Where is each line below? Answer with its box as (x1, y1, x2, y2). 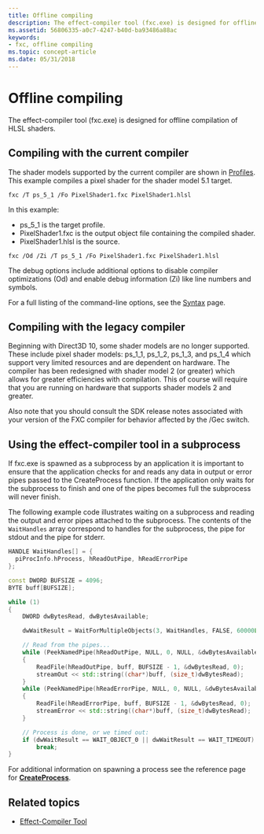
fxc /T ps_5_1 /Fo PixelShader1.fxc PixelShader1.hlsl (8, 190, 192, 199)
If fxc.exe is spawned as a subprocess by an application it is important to (8, 459, 244, 468)
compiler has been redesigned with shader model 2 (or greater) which (8, 367, 236, 376)
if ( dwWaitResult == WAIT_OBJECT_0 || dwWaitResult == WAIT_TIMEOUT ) (22, 736, 255, 744)
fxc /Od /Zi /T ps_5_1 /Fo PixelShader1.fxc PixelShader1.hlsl (8, 252, 220, 260)
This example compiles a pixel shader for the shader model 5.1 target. (8, 175, 233, 185)
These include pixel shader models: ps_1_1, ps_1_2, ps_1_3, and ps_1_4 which (8, 349, 251, 359)
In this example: (8, 205, 60, 214)
